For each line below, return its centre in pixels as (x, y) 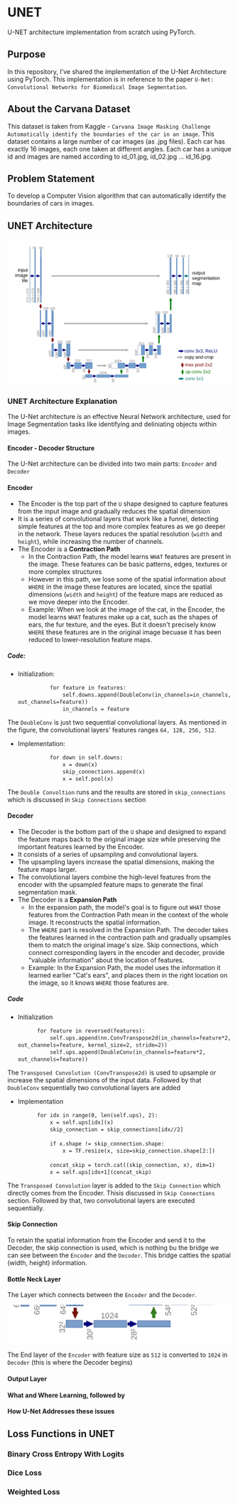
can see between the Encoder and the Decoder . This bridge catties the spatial (119, 1255)
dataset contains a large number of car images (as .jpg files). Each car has (116, 141)
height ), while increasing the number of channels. (91, 541)
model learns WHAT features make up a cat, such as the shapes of (123, 617)
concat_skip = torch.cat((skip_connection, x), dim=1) (132, 1165)
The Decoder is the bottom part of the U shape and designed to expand (121, 831)
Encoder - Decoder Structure (51, 448)
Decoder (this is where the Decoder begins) (70, 1362)
